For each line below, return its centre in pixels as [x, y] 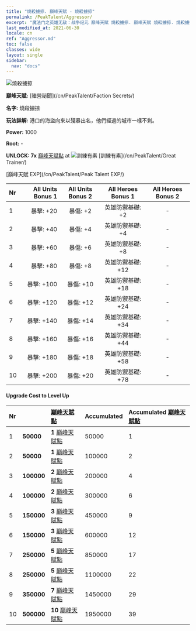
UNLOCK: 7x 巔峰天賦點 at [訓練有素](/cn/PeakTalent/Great [91, 156]
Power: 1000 [21, 132]
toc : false [19, 44]
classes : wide [23, 50]
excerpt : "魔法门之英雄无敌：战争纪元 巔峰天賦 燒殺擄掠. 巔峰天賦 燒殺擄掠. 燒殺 [96, 22]
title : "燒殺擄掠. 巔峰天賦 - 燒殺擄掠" [50, 11]
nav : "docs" [26, 66]
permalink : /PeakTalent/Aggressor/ [49, 17]
